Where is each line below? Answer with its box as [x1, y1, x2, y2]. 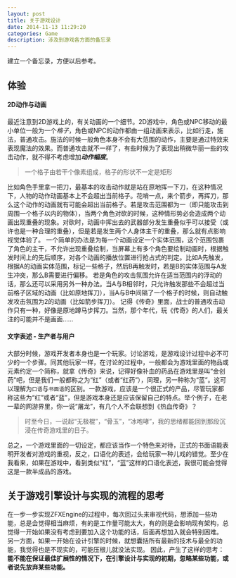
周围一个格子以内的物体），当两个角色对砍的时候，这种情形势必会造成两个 [7, 209, 220, 217]
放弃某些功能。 [25, 562, 69, 571]
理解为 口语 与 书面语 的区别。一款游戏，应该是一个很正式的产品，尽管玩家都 [13, 384, 225, 393]
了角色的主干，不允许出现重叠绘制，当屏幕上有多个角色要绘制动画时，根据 [7, 244, 223, 252]
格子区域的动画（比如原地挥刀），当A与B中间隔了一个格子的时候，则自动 [13, 288, 222, 297]
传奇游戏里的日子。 [37, 426, 93, 434]
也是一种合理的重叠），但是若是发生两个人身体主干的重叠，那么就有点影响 [13, 226, 226, 235]
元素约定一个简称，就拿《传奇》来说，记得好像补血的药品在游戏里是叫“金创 [7, 367, 226, 375]
